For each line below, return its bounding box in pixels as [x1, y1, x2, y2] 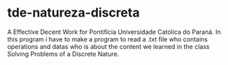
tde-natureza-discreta [7, 5, 140, 21]
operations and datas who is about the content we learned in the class [7, 42, 210, 50]
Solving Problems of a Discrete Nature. [7, 50, 120, 58]
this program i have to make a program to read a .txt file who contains [7, 35, 208, 43]
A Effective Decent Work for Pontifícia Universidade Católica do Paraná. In [7, 28, 222, 36]
